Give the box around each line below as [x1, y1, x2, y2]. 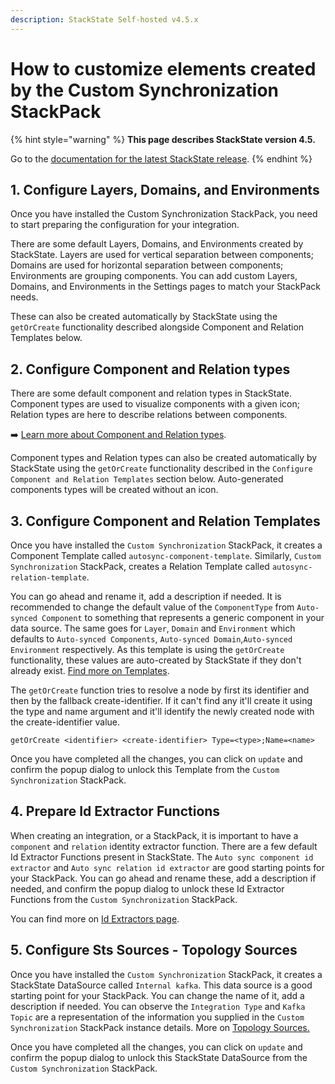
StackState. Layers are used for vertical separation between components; [10, 249, 314, 261]
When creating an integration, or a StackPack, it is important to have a [10, 829, 299, 841]
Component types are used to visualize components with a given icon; [10, 398, 300, 410]
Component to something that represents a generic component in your [41, 612, 325, 623]
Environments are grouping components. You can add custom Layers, [10, 270, 298, 282]
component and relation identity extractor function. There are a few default [10, 840, 318, 852]
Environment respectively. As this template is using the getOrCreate [10, 644, 285, 655]
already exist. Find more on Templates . [10, 665, 170, 676]
